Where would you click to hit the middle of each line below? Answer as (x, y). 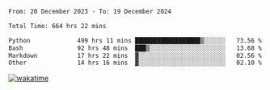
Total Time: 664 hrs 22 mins (57, 26)
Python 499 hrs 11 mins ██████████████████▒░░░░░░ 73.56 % (135, 40)
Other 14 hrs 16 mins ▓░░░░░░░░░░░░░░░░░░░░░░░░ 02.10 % (135, 63)
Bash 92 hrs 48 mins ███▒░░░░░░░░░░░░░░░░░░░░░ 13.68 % (135, 48)
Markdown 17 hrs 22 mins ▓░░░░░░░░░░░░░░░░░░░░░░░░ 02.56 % (135, 55)
